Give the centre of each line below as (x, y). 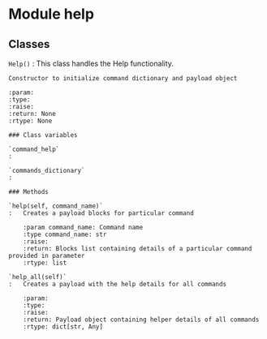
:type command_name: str (65, 234)
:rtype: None (30, 121)
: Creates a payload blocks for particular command (101, 213)
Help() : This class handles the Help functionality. (91, 63)
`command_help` (34, 149)
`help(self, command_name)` (56, 206)
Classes (29, 44)
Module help (52, 14)
